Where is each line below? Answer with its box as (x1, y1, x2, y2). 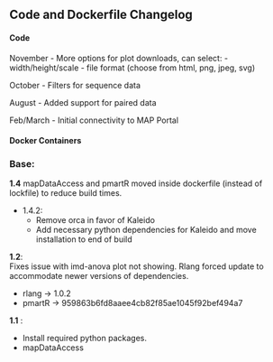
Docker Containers (9, 135, 82, 146)
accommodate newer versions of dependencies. (9, 271, 189, 282)
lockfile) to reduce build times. (9, 188, 123, 199)
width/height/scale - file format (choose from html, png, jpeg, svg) (9, 62, 256, 73)
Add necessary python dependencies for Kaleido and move (35, 225, 257, 236)
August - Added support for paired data (9, 97, 157, 107)
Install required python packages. (22, 333, 147, 344)
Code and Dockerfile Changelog (9, 7, 194, 23)
